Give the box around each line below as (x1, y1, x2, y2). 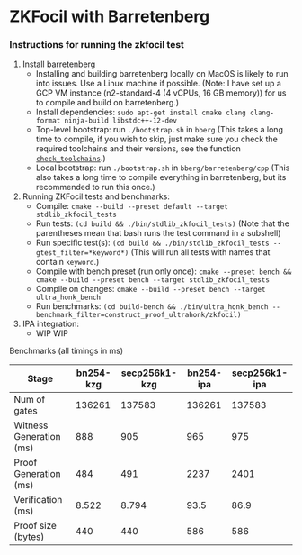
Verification (13, 494, 63, 506)
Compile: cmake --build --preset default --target (35, 201, 229, 212)
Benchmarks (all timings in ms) (9, 345, 124, 357)
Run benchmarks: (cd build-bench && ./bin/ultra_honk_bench (35, 301, 269, 312)
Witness (13, 419, 49, 432)
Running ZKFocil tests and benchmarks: (22, 191, 171, 202)
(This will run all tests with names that (130, 247, 271, 258)
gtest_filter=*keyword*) (35, 249, 129, 258)
